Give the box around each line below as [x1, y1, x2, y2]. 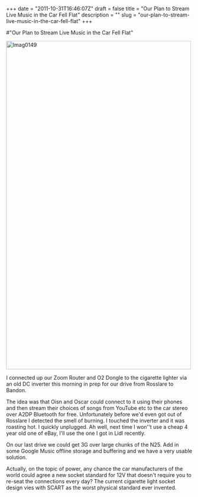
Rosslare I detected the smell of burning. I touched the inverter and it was [6, 417, 185, 424]
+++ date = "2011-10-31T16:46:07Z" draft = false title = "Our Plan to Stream [6, 5, 190, 12]
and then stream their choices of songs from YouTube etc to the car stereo [6, 405, 188, 411]
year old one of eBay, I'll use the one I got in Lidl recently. [6, 429, 146, 437]
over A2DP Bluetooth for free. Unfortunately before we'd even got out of [6, 411, 182, 418]
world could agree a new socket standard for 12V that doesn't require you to [6, 472, 192, 479]
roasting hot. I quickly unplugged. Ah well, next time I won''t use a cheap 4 [6, 424, 188, 430]
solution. [6, 454, 28, 461]
